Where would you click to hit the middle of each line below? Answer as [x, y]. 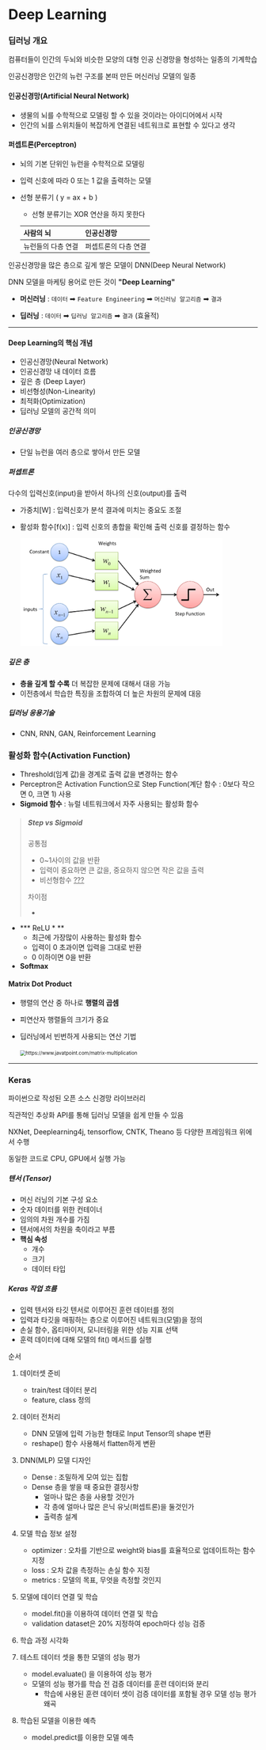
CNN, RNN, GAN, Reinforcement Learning [87, 733]
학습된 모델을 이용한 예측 [58, 1721]
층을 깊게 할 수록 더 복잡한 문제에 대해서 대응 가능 [95, 683]
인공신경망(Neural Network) [64, 362]
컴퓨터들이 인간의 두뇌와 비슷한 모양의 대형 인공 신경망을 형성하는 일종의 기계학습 [133, 59]
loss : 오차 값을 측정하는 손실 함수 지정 [91, 1570]
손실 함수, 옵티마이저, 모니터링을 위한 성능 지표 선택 [99, 1330]
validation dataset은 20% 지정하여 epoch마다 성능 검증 [118, 1623]
